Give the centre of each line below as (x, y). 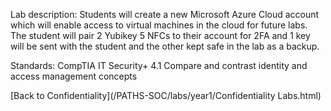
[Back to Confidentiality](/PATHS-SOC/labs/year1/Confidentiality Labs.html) (166, 95)
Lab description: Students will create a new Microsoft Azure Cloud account (165, 14)
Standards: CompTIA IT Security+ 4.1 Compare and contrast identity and (159, 65)
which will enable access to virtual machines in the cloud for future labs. (159, 25)
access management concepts (74, 76)
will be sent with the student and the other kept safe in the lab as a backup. (165, 46)
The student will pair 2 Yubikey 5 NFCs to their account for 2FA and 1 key (160, 35)
